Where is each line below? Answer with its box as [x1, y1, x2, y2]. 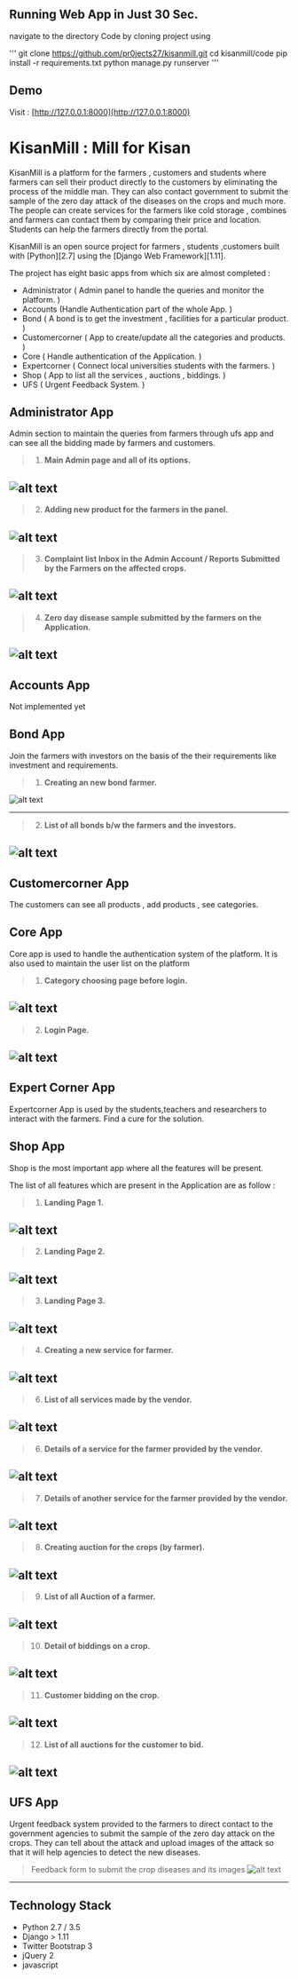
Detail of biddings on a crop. [43, 1640, 151, 1650]
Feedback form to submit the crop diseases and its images [30, 1864, 246, 1874]
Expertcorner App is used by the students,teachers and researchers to [9, 1104, 268, 1114]
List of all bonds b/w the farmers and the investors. [43, 819, 237, 830]
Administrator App [9, 404, 114, 420]
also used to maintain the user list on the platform [9, 958, 191, 969]
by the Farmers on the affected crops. [43, 563, 187, 574]
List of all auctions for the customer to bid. [43, 1739, 204, 1750]
